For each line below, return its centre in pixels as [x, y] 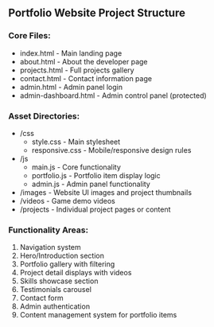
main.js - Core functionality [76, 167]
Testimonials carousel [55, 290]
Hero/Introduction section [62, 256]
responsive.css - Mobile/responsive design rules [111, 150]
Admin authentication [54, 306]
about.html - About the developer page [84, 61]
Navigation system [50, 247]
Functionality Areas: [49, 230]
